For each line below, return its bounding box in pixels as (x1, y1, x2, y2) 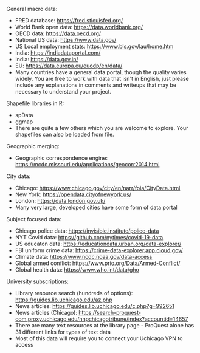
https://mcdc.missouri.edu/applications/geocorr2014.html (15, 161, 160, 168)
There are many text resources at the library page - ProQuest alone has (15, 322, 195, 329)
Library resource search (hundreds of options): (15, 290, 133, 296)
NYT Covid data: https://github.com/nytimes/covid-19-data (15, 234, 164, 241)
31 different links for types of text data (15, 328, 111, 335)
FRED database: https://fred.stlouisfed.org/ (15, 17, 123, 24)
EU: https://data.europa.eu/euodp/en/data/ (15, 62, 123, 69)
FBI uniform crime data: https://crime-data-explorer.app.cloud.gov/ (15, 247, 184, 254)
